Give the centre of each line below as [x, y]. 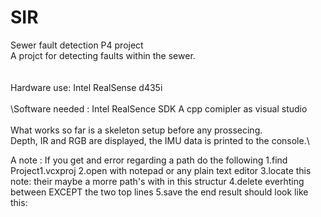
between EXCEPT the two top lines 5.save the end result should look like [159, 192]
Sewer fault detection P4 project [77, 45]
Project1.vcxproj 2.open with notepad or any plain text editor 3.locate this [161, 170]
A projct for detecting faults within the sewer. [103, 55]
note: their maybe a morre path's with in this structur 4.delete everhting [157, 181]
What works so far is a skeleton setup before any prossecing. [136, 130]
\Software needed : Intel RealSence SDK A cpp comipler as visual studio [159, 108]
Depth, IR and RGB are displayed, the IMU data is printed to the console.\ [160, 140]
